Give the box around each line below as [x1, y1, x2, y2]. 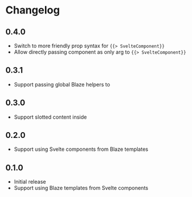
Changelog [5, 4, 60, 17]
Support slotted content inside [13, 113, 87, 120]
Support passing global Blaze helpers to [13, 81, 110, 88]
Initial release [13, 178, 46, 185]
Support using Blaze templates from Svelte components [13, 185, 148, 192]
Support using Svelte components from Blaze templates [13, 146, 148, 153]
